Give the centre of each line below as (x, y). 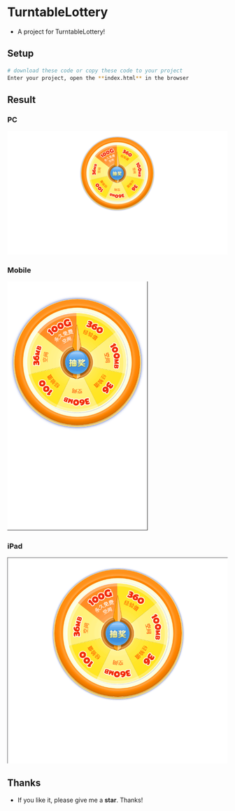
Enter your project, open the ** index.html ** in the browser (98, 78)
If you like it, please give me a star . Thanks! (80, 800)
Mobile (19, 270)
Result (22, 100)
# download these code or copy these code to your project (95, 71)
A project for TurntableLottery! (61, 31)
